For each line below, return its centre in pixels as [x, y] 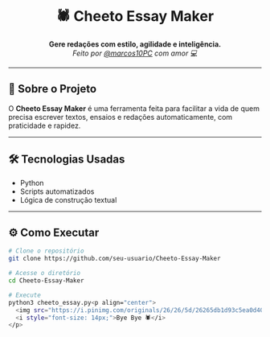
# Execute [25, 295]
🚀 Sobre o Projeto [53, 89]
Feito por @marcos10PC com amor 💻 [135, 53]
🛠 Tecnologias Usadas [67, 160]
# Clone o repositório [46, 251]
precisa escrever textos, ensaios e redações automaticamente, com [121, 117]
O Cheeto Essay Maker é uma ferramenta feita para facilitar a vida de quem [134, 108]
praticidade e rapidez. [45, 125]
